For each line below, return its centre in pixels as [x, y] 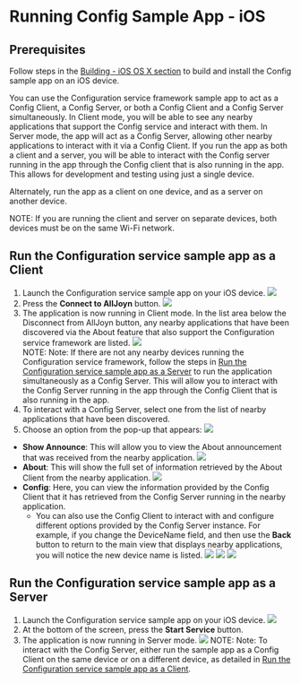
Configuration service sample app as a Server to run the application [147, 371]
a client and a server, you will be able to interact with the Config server [140, 155]
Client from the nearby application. [86, 478]
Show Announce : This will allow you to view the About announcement [152, 446]
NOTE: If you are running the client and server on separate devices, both [143, 218]
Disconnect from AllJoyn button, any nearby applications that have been [155, 322]
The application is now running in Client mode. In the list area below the [154, 313]
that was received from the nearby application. [108, 457]
